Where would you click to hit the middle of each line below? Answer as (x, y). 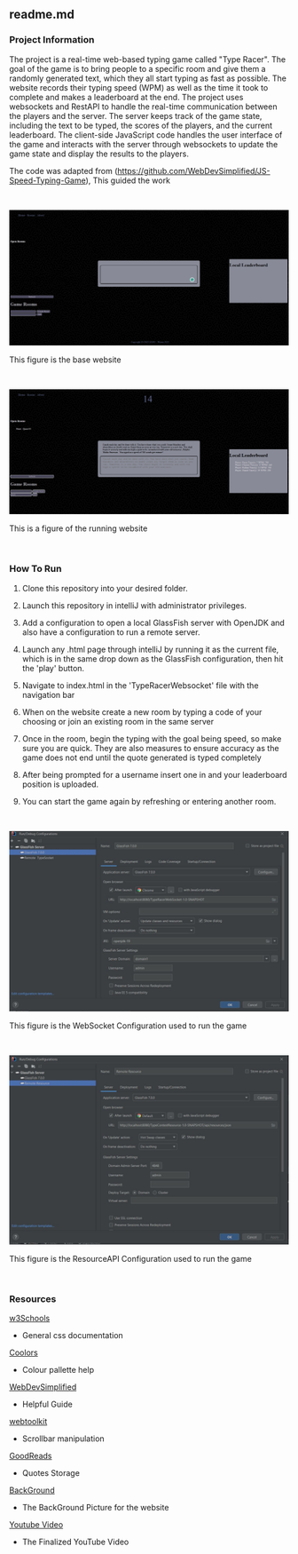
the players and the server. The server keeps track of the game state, (136, 115)
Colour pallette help (58, 1370)
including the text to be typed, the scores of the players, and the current (141, 125)
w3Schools (30, 1319)
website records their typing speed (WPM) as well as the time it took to (139, 87)
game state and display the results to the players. (99, 154)
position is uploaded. (60, 784)
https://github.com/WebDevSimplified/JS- (194, 170)
